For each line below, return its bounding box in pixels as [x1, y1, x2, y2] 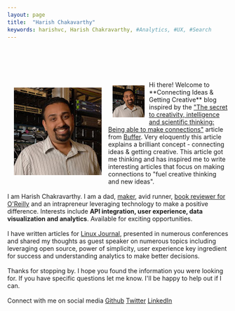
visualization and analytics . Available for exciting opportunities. [7, 214, 193, 223]
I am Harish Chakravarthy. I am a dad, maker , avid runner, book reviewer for [7, 193, 226, 201]
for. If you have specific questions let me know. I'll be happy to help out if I [7, 274, 222, 283]
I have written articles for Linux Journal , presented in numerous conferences [7, 230, 229, 238]
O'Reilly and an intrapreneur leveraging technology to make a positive [7, 200, 209, 208]
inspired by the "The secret [149, 103, 228, 111]
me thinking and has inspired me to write [108, 155, 226, 164]
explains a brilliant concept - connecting [108, 140, 224, 148]
